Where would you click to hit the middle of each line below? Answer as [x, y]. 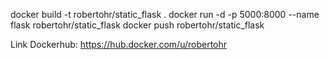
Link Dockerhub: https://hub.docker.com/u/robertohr [119, 44]
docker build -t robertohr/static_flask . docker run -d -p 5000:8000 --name [165, 14]
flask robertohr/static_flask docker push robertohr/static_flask [137, 25]
